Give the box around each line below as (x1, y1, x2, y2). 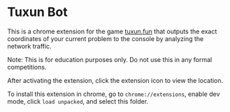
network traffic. (7, 42, 52, 50)
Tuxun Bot (7, 4, 68, 20)
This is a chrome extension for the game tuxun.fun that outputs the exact (7, 27, 217, 35)
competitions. (7, 63, 47, 71)
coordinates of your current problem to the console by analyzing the (7, 34, 204, 42)
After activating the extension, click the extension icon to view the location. (7, 76, 224, 84)
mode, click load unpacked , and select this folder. (7, 97, 149, 105)
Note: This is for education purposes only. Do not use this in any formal (7, 55, 213, 63)
